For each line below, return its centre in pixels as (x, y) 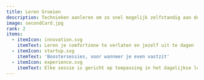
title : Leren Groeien (34, 12)
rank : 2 (16, 29)
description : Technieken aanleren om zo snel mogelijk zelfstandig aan (99, 17)
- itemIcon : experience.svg (47, 62)
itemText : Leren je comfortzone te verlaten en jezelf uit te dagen (106, 46)
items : (15, 34)
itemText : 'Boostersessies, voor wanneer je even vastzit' (93, 57)
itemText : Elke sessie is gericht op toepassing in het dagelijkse (104, 68)
